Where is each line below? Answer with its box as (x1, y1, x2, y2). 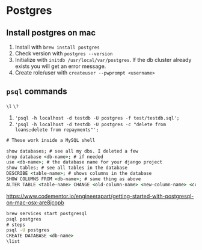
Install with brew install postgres (14, 43, 100, 50)
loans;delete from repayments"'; (14, 127, 99, 133)
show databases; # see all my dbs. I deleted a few (6, 148, 138, 154)
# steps (6, 222, 26, 228)
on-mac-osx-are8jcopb (6, 199, 64, 206)
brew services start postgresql (6, 210, 87, 216)
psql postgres (6, 216, 42, 222)
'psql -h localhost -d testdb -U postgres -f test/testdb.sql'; (14, 115, 180, 121)
